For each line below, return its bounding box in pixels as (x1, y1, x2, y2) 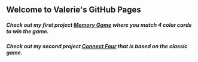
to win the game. (6, 27, 49, 35)
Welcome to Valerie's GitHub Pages (6, 5, 142, 15)
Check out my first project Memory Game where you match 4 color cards (6, 21, 192, 29)
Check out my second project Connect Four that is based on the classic (6, 43, 188, 50)
